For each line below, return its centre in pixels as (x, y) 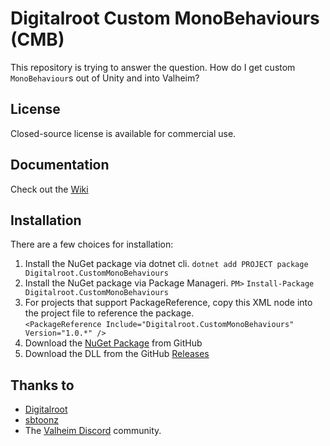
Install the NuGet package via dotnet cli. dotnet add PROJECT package (166, 264)
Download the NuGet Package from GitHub (113, 343)
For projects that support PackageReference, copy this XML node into (168, 303)
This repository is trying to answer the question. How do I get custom (153, 67)
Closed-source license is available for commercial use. (123, 133)
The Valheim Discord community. (93, 431)
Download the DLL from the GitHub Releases (117, 354)
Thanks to (42, 385)
